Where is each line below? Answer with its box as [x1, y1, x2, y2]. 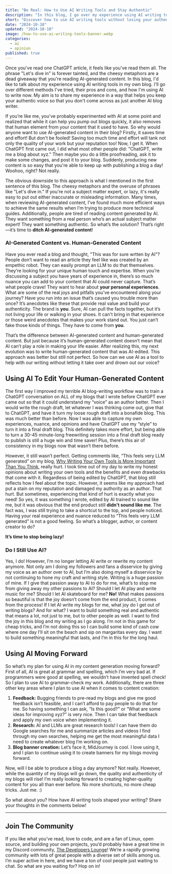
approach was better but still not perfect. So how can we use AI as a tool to [5, 354, 164, 360]
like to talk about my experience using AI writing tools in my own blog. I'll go [5, 81, 165, 87]
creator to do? [5, 523, 35, 530]
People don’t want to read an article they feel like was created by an [5, 257, 148, 263]
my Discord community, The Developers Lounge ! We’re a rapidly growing [5, 846, 160, 852]
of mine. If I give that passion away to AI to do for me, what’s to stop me [5, 579, 157, 586]
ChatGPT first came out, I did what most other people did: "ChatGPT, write [5, 145, 163, 152]
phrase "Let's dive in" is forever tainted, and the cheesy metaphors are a [5, 70, 159, 76]
